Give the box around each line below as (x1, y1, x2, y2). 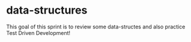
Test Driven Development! (6, 29, 71, 36)
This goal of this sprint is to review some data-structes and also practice (6, 23, 186, 30)
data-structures (6, 4, 88, 17)
